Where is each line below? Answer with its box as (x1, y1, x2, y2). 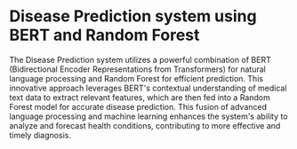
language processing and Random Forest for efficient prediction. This (9, 73, 264, 83)
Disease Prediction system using (9, 6, 257, 27)
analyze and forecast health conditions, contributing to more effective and (9, 120, 281, 130)
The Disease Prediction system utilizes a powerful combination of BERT (9, 54, 271, 65)
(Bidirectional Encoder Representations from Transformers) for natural (9, 64, 267, 74)
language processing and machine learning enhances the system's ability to (9, 111, 288, 122)
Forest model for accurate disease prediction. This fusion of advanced (9, 101, 268, 112)
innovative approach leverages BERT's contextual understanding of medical (9, 82, 287, 93)
